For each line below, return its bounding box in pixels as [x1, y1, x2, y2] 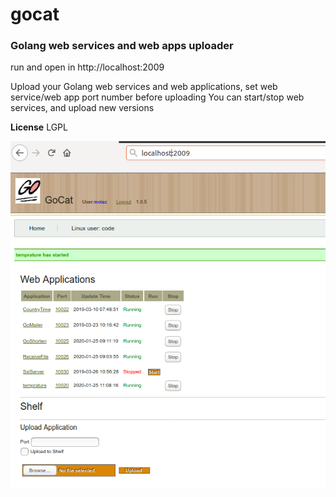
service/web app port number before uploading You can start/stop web [10, 91, 305, 103]
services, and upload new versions [10, 102, 155, 114]
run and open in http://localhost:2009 [10, 61, 165, 73]
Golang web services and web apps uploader [10, 39, 234, 53]
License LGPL [10, 121, 68, 133]
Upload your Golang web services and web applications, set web [10, 81, 278, 93]
